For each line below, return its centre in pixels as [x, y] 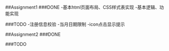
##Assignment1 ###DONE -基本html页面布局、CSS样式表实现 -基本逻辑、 [82, 7]
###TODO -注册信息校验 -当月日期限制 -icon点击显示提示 [65, 24]
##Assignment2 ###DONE [33, 34]
